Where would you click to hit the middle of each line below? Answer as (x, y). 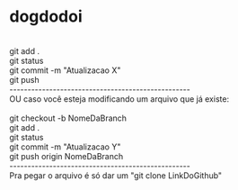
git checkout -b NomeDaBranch (68, 118)
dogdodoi (46, 17)
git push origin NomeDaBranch (66, 156)
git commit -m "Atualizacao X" (65, 70)
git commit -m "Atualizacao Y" (65, 147)
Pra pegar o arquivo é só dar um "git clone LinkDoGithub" (116, 175)
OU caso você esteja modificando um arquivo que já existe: (119, 99)
